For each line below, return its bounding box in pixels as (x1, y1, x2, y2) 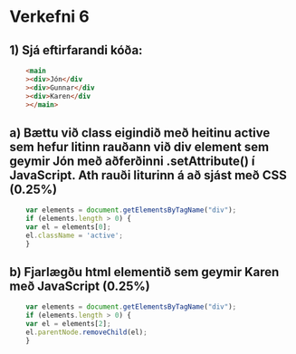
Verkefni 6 (9, 6, 90, 27)
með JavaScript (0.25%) (9, 278, 151, 293)
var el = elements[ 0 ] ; (25, 222, 111, 232)
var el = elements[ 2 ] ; (25, 320, 111, 329)
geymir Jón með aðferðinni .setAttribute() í (9, 153, 255, 168)
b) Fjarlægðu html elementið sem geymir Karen (9, 264, 280, 280)
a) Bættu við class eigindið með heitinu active (9, 125, 271, 140)
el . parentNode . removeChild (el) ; (25, 328, 148, 337)
